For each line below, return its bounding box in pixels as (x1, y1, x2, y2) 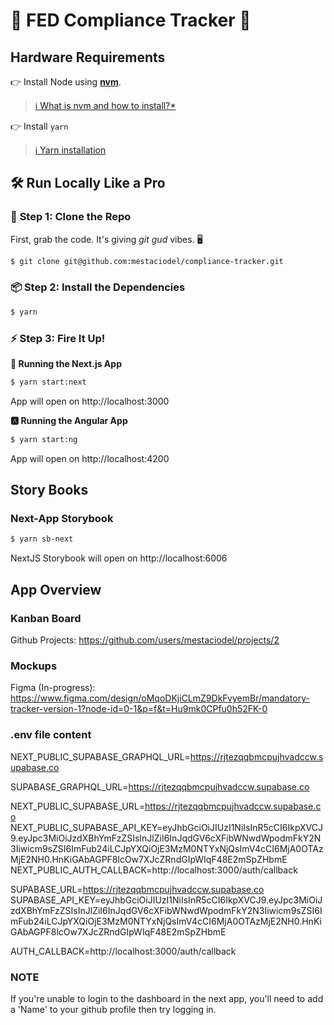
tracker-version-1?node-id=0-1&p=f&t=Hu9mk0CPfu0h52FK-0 (10, 703, 268, 715)
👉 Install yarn (10, 120, 69, 132)
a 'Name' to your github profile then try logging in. (10, 1003, 217, 1015)
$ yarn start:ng (10, 434, 78, 444)
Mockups (10, 659, 58, 673)
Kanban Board (10, 611, 82, 625)
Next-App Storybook (10, 512, 114, 526)
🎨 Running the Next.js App (10, 358, 122, 370)
